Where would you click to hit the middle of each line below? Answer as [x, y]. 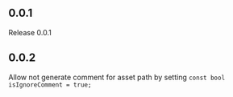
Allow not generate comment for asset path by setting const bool [117, 77]
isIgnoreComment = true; [50, 85]
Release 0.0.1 [30, 32]
